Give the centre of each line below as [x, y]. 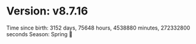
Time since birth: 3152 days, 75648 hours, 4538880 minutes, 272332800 [98, 28]
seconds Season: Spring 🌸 [40, 34]
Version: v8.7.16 [47, 11]
